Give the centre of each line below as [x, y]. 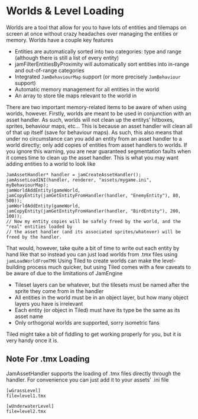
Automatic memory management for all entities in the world [87, 89]
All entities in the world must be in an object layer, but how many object [101, 297]
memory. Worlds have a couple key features [60, 40]
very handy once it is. [33, 340]
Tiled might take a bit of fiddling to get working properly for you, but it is [94, 334]
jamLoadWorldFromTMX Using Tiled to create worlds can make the [84, 261]
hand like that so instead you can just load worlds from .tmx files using [92, 254]
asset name [29, 316]
